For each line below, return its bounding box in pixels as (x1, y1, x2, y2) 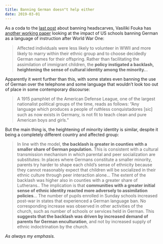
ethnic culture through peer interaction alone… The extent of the (17, 172, 146, 178)
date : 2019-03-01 (5, 12, 40, 17)
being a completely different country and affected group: (5, 132, 119, 138)
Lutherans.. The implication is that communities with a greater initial (17, 182, 156, 188)
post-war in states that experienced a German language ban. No (17, 198, 146, 204)
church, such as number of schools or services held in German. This (17, 208, 155, 214)
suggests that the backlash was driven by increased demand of (17, 213, 148, 219)
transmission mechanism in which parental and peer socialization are (17, 151, 156, 157)
